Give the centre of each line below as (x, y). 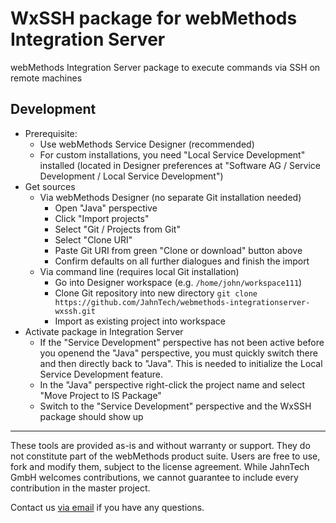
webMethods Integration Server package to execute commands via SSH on (165, 67)
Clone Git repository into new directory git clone (156, 293)
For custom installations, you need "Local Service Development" (172, 154)
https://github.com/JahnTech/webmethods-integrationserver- (182, 302)
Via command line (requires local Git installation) (139, 271)
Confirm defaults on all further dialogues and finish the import (182, 261)
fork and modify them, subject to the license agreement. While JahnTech (160, 466)
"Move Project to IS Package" (100, 395)
